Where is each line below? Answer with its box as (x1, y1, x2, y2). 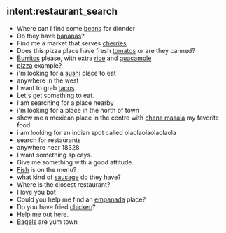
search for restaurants (16, 136, 81, 144)
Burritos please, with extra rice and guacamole (16, 54, 152, 62)
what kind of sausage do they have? (16, 173, 122, 181)
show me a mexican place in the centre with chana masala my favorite (16, 113, 220, 122)
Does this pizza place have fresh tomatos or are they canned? (16, 46, 195, 55)
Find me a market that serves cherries (16, 38, 127, 48)
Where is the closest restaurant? (16, 180, 111, 188)
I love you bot (16, 188, 57, 196)
